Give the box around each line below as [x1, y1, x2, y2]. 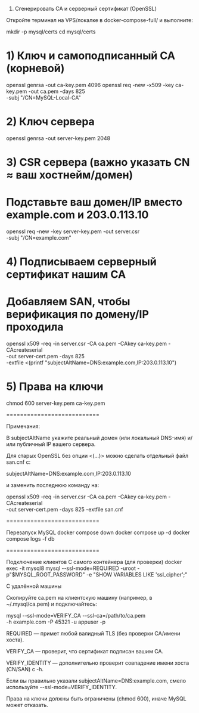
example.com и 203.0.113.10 [6, 208, 149, 222]
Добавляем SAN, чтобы [6, 295, 130, 309]
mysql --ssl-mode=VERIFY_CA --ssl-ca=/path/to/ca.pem [6, 612, 146, 619]
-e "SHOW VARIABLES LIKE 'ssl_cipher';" [86, 571, 188, 578]
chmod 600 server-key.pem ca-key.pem [6, 399, 105, 407]
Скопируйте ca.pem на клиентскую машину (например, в [6, 594, 153, 602]
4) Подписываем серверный [6, 255, 157, 269]
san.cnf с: [6, 458, 31, 466]
